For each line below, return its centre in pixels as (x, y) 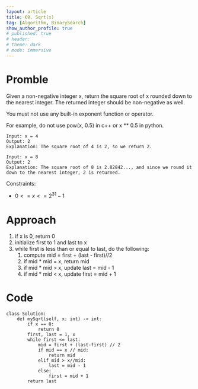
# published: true (29, 34)
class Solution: (26, 314)
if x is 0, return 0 (35, 236)
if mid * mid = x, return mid (57, 262)
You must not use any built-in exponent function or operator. (80, 114)
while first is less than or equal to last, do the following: (82, 249)
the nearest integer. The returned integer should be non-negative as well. (96, 102)
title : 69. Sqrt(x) (30, 17)
